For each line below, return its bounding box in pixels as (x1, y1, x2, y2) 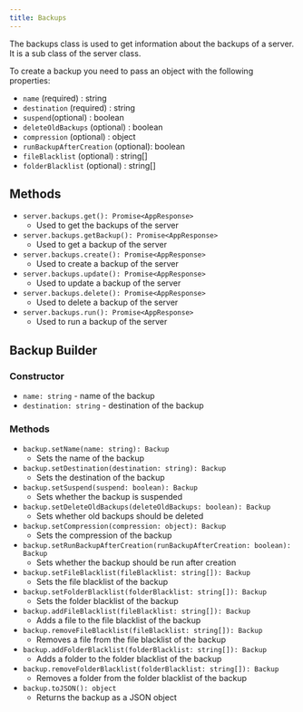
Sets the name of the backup (35, 453, 145, 463)
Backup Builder (9, 342, 98, 358)
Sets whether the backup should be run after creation (35, 557, 237, 568)
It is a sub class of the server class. (9, 47, 142, 59)
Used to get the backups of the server (35, 219, 180, 231)
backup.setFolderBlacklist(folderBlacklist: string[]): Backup (22, 588, 268, 597)
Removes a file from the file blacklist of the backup (35, 634, 227, 645)
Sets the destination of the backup (35, 473, 165, 483)
